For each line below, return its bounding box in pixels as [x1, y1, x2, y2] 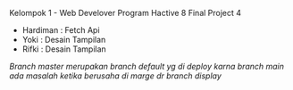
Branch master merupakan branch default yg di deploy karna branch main [9, 61, 284, 71]
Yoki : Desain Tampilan [21, 35, 106, 45]
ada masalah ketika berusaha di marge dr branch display [9, 70, 222, 81]
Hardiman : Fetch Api [21, 25, 100, 35]
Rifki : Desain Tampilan [21, 44, 107, 54]
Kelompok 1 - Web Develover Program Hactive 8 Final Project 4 [9, 8, 242, 18]
